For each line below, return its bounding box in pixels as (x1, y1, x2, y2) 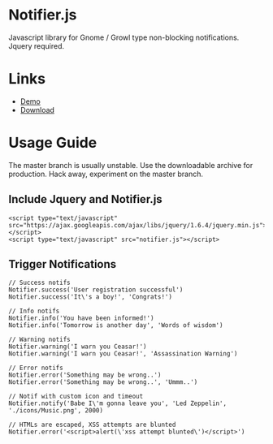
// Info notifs (8, 307, 60, 316)
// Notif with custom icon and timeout (8, 392, 144, 401)
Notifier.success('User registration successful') (8, 286, 184, 294)
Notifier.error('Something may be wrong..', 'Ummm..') (8, 378, 198, 386)
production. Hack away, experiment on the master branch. (8, 169, 203, 179)
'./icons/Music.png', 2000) (8, 407, 104, 415)
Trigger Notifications (8, 257, 117, 271)
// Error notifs (8, 364, 63, 373)
